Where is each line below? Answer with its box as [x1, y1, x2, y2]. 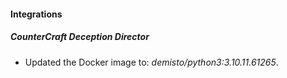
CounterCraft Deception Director [10, 31, 150, 43]
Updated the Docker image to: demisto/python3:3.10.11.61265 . [24, 56, 279, 68]
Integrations [10, 8, 63, 20]
